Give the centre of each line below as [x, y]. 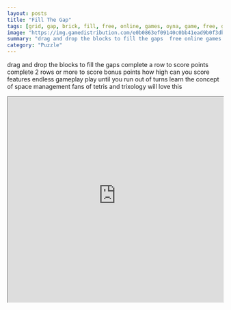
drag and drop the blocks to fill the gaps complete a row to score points [108, 65]
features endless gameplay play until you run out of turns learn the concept [113, 79]
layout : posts [27, 13]
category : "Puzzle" [35, 45]
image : [16, 33]
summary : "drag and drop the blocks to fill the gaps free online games [114, 39]
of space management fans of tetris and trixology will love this [95, 87]
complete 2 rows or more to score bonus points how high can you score [108, 72]
